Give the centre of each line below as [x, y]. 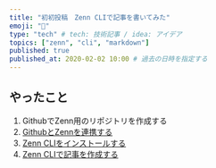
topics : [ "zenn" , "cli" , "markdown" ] [79, 42]
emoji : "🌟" [29, 26]
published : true [39, 51]
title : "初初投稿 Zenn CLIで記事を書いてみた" [90, 17]
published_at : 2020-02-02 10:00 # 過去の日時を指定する [108, 59]
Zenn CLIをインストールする [74, 143]
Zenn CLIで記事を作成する [70, 154]
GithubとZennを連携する [67, 131]
